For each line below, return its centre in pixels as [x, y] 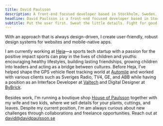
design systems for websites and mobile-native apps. [58, 42]
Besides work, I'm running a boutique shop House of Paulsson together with [81, 98]
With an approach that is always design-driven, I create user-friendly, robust [81, 37]
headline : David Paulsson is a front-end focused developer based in [77, 18]
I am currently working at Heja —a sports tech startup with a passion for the [80, 51]
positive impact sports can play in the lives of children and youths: [71, 57]
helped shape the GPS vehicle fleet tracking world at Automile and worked [79, 72]
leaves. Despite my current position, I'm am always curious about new [75, 108]
